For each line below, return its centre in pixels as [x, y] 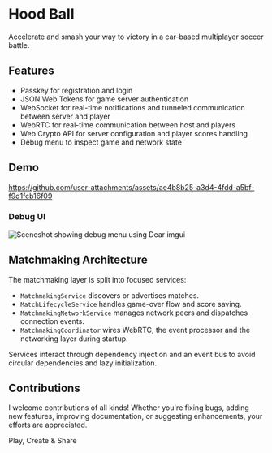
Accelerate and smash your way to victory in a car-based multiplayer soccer [136, 37]
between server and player [65, 116]
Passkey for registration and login [76, 90]
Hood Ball [41, 14]
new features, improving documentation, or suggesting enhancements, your [136, 416]
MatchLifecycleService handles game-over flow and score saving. [131, 304]
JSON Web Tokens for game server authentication [104, 99]
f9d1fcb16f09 [30, 196]
